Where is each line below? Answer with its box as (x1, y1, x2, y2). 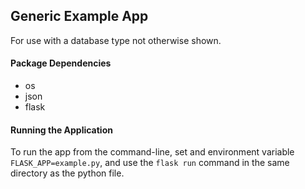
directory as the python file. (10, 167, 125, 179)
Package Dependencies (10, 57, 112, 69)
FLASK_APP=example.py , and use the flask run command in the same (10, 157, 290, 169)
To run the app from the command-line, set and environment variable (10, 146, 295, 158)
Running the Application (10, 124, 113, 136)
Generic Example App (10, 8, 149, 25)
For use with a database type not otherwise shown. (10, 34, 222, 46)
